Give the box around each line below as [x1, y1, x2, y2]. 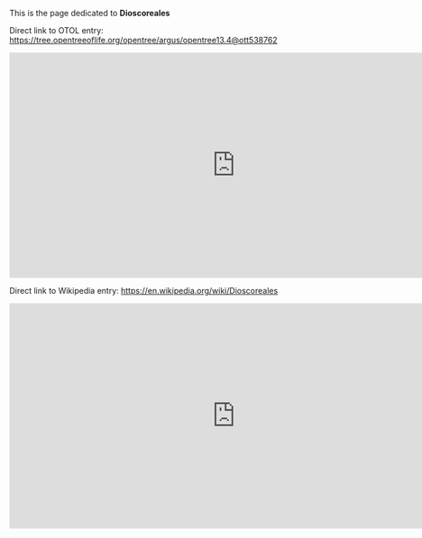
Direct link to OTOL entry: [9, 25, 104, 35]
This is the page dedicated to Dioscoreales [9, 8, 170, 18]
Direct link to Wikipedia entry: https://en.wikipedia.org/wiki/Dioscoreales [9, 286, 279, 296]
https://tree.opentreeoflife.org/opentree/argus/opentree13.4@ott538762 [9, 35, 278, 45]
